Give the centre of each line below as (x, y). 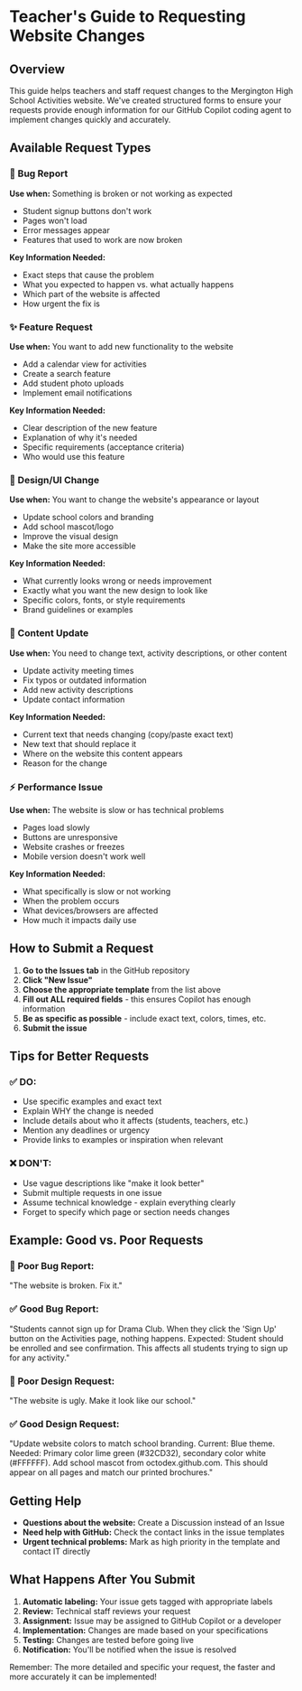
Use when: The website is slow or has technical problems (117, 809)
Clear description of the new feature (90, 427)
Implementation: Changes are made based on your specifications (145, 1630)
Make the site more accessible (79, 546)
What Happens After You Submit (102, 1579)
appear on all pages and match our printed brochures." (111, 1472)
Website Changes (78, 36)
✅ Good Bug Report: (54, 1309)
